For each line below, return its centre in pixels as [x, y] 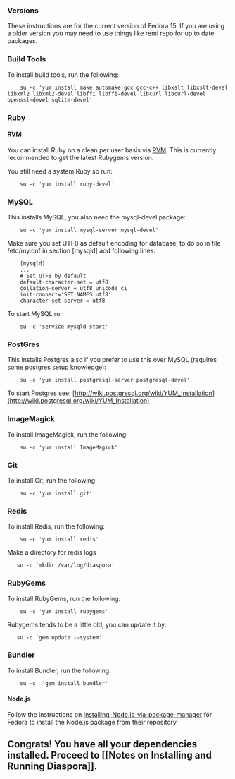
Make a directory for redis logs [52, 552]
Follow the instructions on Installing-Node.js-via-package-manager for [110, 714]
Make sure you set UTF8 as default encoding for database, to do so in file [114, 243]
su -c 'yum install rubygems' [64, 611]
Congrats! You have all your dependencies [102, 744]
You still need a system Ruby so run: [60, 171]
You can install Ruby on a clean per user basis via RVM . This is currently [112, 150]
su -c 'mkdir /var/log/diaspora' [65, 566]
